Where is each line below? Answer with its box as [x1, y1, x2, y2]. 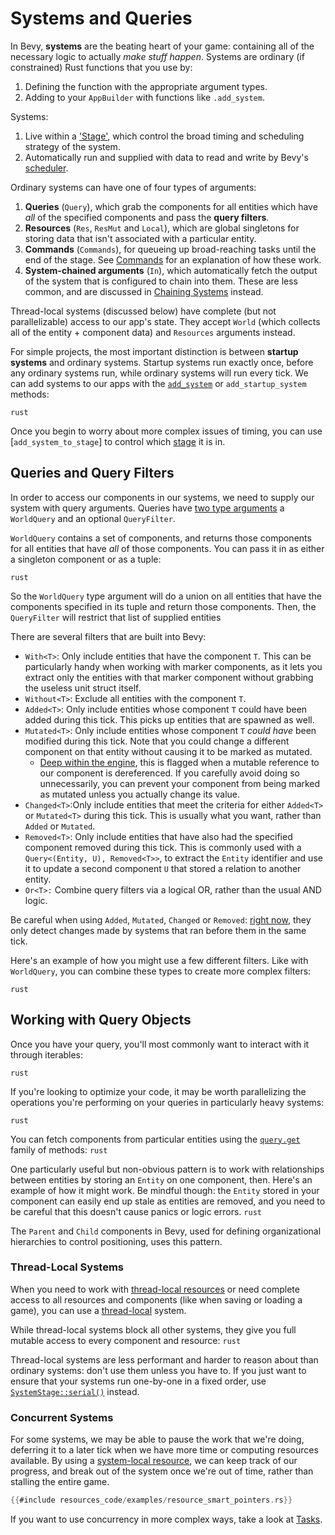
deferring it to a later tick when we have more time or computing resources [10, 1444, 319, 1456]
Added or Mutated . [24, 820, 96, 832]
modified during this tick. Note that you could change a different [24, 735, 290, 747]
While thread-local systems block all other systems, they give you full [10, 1323, 297, 1336]
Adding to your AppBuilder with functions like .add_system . [24, 91, 265, 103]
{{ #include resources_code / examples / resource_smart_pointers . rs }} [10, 1495, 293, 1506]
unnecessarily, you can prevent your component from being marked [39, 777, 321, 789]
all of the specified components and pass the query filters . [24, 211, 270, 223]
